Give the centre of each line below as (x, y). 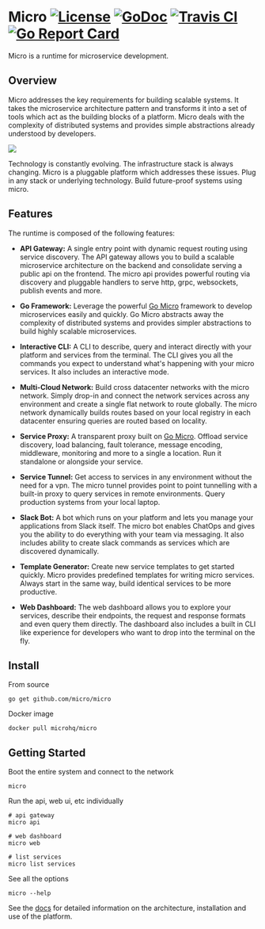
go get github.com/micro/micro (60, 699)
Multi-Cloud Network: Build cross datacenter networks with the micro (134, 387)
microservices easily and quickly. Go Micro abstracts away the (121, 314)
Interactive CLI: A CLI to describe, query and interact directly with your (136, 346)
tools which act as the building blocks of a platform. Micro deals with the (127, 117)
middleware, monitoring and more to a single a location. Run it (120, 453)
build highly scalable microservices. (78, 331)
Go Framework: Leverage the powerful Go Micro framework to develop (136, 306)
